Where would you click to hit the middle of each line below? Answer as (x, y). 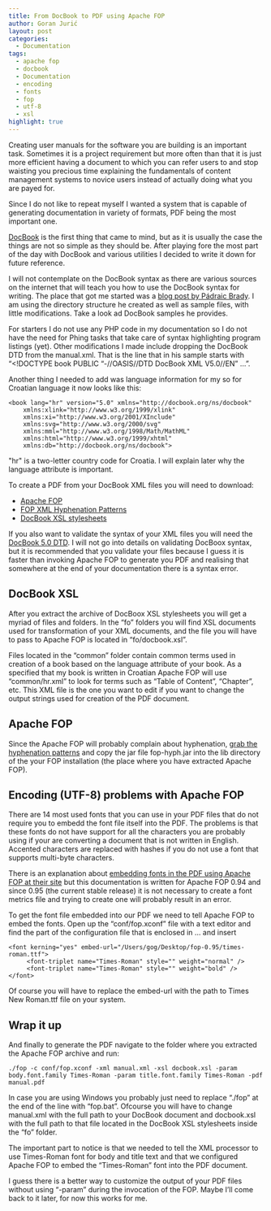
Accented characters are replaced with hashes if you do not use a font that (133, 849)
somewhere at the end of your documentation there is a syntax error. (124, 568)
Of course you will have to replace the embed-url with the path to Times (129, 991)
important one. (33, 221)
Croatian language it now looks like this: (75, 388)
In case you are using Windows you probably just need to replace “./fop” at (133, 1098)
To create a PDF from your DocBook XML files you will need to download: (131, 485)
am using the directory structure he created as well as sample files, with (129, 304)
